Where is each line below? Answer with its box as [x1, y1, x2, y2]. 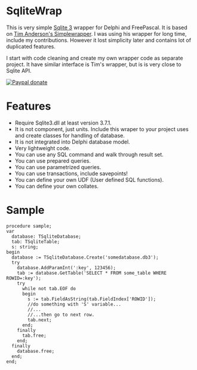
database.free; [17, 348, 55, 354]
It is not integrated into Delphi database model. [14, 138, 130, 145]
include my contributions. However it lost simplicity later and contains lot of [6, 36, 192, 43]
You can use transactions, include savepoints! [14, 170, 128, 177]
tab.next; [27, 317, 52, 323]
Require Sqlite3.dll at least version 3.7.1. [14, 119, 112, 126]
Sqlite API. [6, 67, 32, 74]
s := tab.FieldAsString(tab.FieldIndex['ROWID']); [27, 296, 156, 302]
